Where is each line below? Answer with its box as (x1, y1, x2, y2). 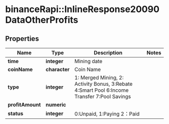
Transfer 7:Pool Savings (74, 93, 131, 100)
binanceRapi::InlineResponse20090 (5, 4, 160, 15)
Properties (5, 34, 39, 43)
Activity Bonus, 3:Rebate (74, 81, 133, 87)
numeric (45, 101, 66, 108)
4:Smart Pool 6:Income (74, 87, 129, 94)
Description (94, 49, 123, 56)
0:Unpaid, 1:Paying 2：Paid (74, 110, 140, 117)
